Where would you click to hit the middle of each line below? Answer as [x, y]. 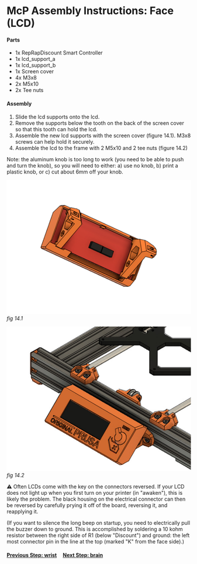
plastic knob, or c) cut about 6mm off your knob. [65, 172]
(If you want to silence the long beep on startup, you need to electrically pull [98, 523]
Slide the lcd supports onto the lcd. [57, 117]
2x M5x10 [27, 84]
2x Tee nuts [29, 90]
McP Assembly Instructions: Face [90, 11]
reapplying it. [23, 512]
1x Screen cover [34, 72]
